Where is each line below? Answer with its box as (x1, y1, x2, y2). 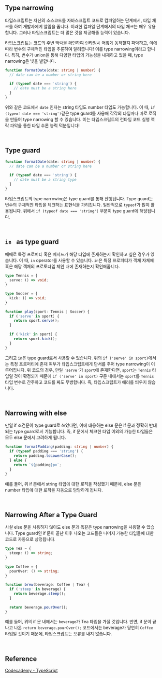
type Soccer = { (5, 291, 38, 296)
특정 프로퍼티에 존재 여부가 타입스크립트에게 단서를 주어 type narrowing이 (10, 361, 150, 366)
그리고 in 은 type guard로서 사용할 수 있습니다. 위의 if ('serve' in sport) (5, 355, 149, 361)
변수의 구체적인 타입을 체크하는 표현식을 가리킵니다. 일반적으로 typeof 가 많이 (5, 202, 150, 208)
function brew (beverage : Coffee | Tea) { (5, 582, 90, 587)
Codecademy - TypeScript (5, 668, 58, 674)
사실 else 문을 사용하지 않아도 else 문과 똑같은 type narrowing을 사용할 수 (5, 524, 146, 530)
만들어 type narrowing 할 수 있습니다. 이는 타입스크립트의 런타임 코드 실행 (10, 116, 150, 122)
